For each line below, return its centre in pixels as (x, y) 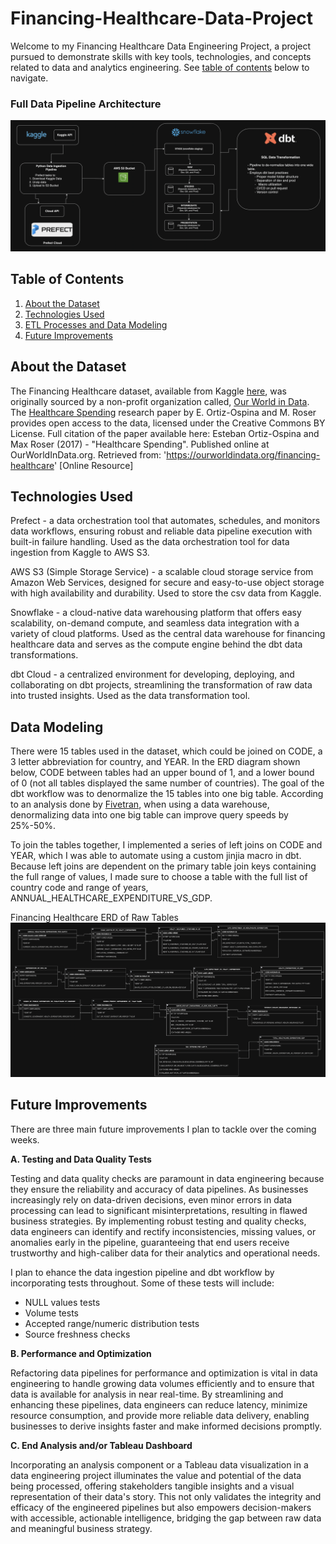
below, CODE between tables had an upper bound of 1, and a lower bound (162, 773)
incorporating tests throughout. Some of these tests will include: (142, 1283)
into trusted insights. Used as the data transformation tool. (130, 696)
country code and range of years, (79, 888)
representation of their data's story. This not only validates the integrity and (166, 1496)
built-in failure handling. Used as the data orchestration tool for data (150, 542)
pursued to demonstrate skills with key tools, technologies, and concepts (161, 56)
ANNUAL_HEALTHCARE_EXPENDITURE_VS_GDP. (111, 898)
